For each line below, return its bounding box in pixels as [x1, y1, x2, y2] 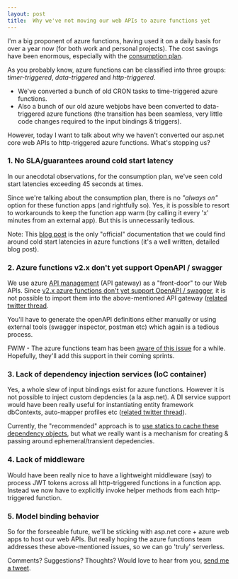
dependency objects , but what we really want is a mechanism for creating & [7, 429, 229, 438]
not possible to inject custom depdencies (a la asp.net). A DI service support [7, 393, 231, 401]
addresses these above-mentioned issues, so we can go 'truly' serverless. [7, 542, 225, 551]
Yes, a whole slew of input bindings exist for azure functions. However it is [7, 385, 225, 394]
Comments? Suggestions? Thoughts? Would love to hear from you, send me [7, 556, 229, 565]
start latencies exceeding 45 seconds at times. [7, 179, 144, 188]
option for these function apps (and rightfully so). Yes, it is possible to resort [7, 200, 230, 210]
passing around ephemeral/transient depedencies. [7, 437, 155, 445]
